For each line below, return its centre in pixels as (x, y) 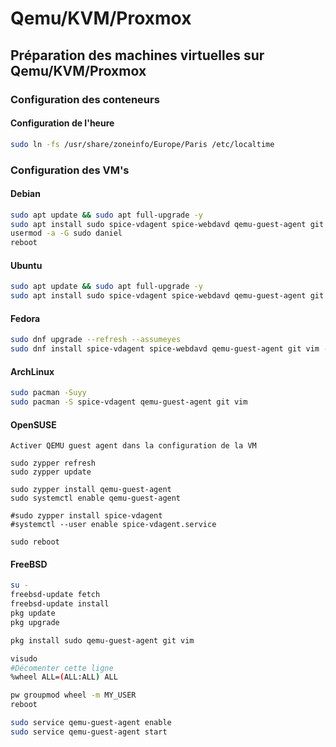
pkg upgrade (35, 622)
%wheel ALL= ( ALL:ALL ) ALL (64, 677)
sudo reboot (35, 542)
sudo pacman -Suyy (48, 393)
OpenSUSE (33, 424)
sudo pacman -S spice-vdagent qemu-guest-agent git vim (129, 402)
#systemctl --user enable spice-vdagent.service (113, 525)
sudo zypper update (51, 472)
